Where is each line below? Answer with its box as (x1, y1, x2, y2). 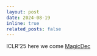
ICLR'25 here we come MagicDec (6, 43, 91, 50)
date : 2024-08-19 (6, 15, 51, 21)
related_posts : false (6, 26, 62, 32)
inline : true (6, 20, 40, 26)
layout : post (6, 9, 40, 15)
